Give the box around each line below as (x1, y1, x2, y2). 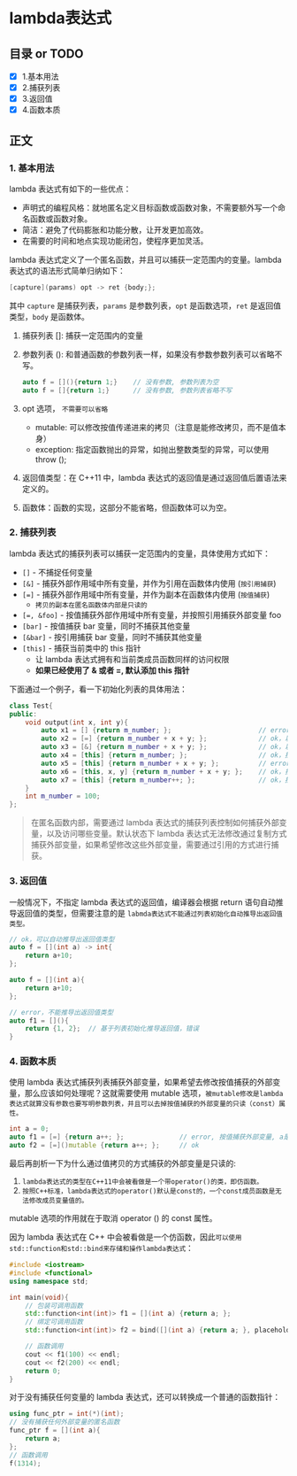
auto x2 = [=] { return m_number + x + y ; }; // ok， (41, 734, 286, 744)
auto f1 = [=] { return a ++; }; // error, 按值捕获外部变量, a (9, 1132, 285, 1142)
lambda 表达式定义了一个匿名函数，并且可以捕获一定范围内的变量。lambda (9, 254, 282, 265)
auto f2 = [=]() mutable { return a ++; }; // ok (9, 1141, 200, 1150)
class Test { (9, 701, 53, 710)
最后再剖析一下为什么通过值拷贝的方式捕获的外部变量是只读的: (9, 1158, 237, 1169)
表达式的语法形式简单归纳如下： (9, 265, 126, 275)
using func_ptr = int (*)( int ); (9, 1410, 125, 1418)
